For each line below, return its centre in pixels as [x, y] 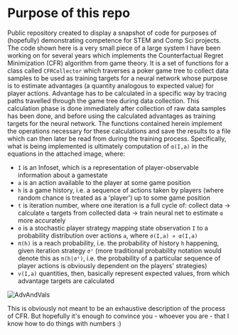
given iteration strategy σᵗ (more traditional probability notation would [119, 250]
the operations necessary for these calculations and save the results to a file [119, 131]
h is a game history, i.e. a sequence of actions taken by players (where [121, 190]
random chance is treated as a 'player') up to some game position [114, 198]
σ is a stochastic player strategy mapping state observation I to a [113, 228]
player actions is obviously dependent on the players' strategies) [112, 265]
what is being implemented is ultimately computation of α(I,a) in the [108, 146]
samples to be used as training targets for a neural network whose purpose [118, 78]
